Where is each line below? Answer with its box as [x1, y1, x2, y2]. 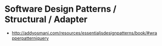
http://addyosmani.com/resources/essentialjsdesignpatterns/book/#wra [11, 30, 158, 36]
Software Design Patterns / [4, 3, 117, 15]
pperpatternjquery [11, 35, 49, 41]
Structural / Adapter [4, 14, 88, 25]
